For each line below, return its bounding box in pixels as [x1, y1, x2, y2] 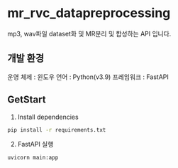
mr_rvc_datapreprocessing [7, 5, 171, 21]
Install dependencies [17, 112, 79, 121]
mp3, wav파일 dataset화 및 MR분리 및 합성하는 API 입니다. [7, 29, 172, 38]
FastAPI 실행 [17, 140, 54, 149]
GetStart [7, 94, 46, 106]
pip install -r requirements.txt [7, 126, 106, 133]
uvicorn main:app [7, 154, 59, 162]
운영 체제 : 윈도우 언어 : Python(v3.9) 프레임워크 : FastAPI [7, 73, 169, 81]
